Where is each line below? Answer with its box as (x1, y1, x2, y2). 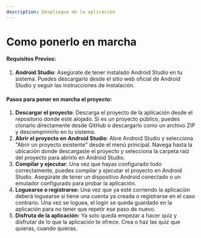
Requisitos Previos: (6, 55, 56, 62)
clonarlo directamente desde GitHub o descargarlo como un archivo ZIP (15, 122, 196, 129)
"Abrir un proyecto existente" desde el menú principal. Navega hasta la (15, 141, 192, 148)
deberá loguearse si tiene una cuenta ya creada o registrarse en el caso (15, 193, 196, 200)
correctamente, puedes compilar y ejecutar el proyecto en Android (15, 167, 182, 174)
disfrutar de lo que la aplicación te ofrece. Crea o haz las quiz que (15, 219, 180, 226)
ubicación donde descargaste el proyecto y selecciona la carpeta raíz (15, 148, 190, 155)
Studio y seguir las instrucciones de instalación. (15, 82, 135, 89)
